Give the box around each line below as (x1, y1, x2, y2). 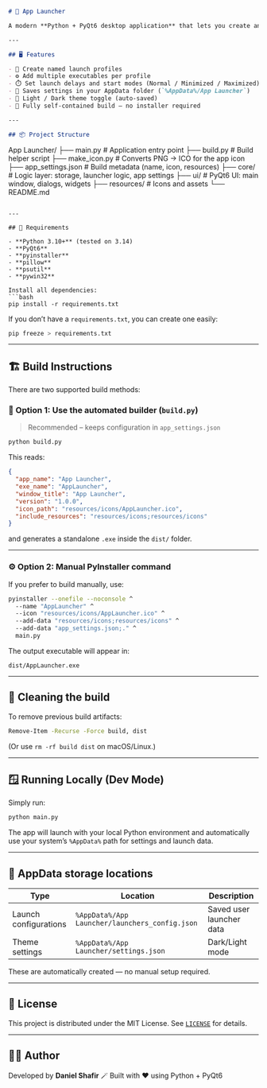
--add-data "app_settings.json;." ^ (15, 624, 137, 632)
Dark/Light (207, 937, 248, 948)
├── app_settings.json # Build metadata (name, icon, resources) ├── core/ (8, 161, 256, 171)
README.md (8, 187, 50, 196)
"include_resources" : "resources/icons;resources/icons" (15, 512, 208, 520)
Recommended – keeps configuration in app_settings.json (27, 422, 221, 433)
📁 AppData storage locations (8, 867, 153, 880)
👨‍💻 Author (8, 1049, 60, 1063)
